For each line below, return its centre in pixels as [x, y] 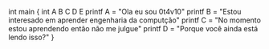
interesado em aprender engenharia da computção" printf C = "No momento [134, 20]
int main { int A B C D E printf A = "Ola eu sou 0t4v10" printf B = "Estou [125, 12]
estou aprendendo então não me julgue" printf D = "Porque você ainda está [133, 29]
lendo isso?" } [31, 37]
